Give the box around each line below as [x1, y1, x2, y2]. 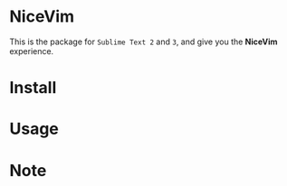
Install [9, 78, 57, 98]
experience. [9, 45, 54, 56]
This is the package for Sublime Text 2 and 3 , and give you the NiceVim [9, 36, 278, 47]
